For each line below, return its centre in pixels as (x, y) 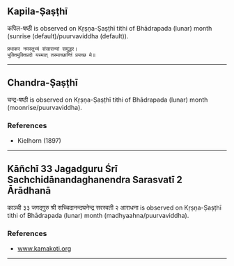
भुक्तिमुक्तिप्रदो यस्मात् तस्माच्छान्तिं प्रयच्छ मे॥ (52, 55)
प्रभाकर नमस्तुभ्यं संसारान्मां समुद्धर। (42, 49)
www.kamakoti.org (44, 249)
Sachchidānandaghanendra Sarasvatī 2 (95, 180)
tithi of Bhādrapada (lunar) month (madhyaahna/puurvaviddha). (98, 215)
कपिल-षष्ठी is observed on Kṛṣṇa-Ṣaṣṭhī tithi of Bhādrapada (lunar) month (110, 28)
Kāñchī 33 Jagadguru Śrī (62, 169)
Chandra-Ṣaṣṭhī (42, 83)
